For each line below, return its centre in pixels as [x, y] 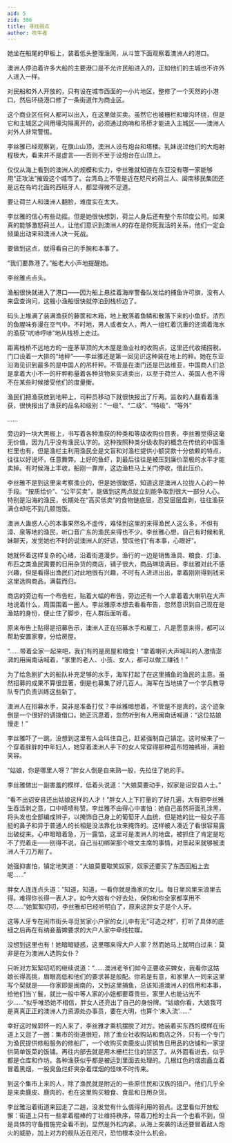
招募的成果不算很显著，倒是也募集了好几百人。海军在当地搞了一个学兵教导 [119, 683]
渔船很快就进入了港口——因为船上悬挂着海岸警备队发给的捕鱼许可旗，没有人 [116, 292]
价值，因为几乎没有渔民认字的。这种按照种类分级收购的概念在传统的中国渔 [119, 442]
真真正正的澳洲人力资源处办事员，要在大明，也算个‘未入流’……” [102, 1011]
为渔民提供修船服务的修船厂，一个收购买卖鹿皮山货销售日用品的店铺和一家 [113, 1043]
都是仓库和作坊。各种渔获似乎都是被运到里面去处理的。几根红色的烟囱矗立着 [116, 1060]
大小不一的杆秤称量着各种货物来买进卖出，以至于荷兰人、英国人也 [119, 374]
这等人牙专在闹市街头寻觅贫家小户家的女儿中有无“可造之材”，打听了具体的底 [116, 921]
